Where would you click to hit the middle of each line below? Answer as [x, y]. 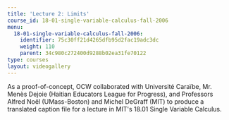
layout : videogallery [39, 66]
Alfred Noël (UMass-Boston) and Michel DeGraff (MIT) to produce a [106, 101]
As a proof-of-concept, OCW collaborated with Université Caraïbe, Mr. [110, 86]
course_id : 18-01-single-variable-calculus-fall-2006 [88, 20]
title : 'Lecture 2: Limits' [49, 14]
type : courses [28, 60]
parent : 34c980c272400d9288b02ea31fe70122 [83, 54]
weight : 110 [37, 47]
